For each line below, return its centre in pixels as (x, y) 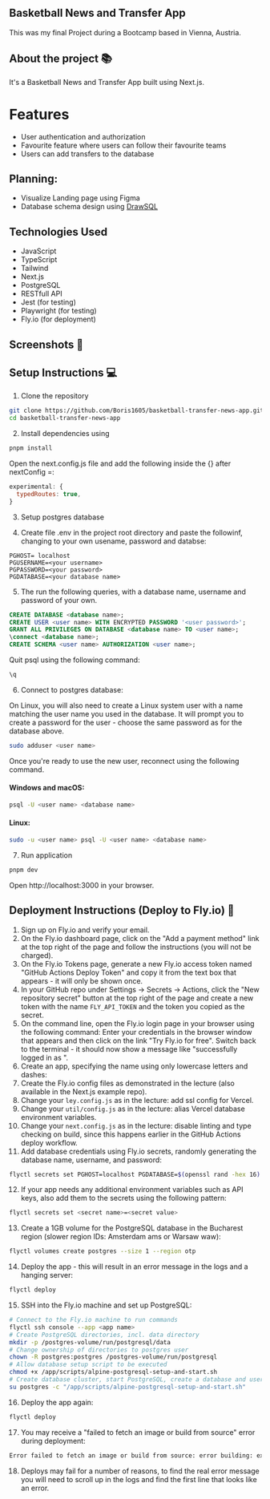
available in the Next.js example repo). (84, 1091)
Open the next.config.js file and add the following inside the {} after (120, 463)
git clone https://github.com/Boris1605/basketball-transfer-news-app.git (137, 411)
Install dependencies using (65, 434)
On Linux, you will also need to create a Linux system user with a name (126, 705)
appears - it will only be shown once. (82, 980)
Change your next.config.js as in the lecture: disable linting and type (136, 1125)
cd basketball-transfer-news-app (65, 418)
